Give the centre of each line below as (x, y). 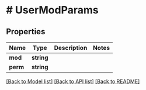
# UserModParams (52, 10)
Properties (26, 32)
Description (71, 48)
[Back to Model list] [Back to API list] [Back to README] (73, 81)
